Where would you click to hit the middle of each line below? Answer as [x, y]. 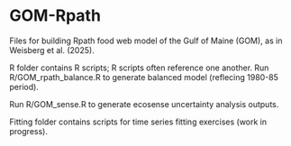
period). [24, 87]
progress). [28, 131]
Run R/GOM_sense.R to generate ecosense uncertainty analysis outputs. [144, 104]
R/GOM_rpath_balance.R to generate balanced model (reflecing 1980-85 [144, 77]
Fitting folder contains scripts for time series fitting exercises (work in [138, 122]
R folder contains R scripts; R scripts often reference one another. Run [139, 68]
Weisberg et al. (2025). [52, 50]
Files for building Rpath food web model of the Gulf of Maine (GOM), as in [146, 41]
